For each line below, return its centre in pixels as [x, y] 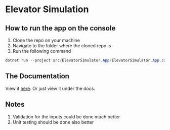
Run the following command [42, 51]
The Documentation [37, 76]
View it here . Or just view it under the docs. [50, 88]
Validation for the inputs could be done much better [66, 117]
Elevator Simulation [47, 9]
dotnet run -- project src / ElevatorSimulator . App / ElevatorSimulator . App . [83, 60]
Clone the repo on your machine [46, 40]
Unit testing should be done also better [53, 122]
